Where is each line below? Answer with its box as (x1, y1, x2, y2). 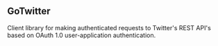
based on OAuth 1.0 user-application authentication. (7, 31, 156, 39)
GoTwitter (7, 5, 51, 17)
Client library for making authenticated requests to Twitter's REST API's (7, 23, 212, 32)
